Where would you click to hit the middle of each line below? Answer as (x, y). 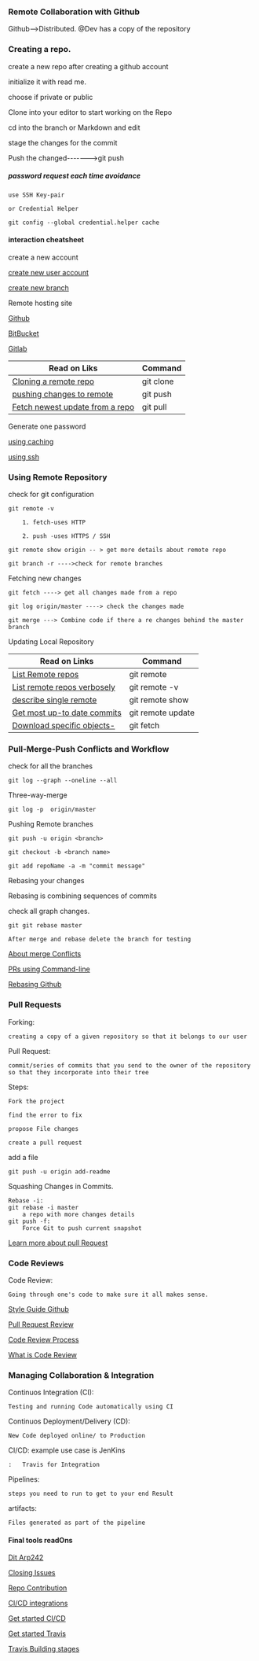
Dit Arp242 (26, 1558)
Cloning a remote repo (53, 381)
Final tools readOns (40, 1540)
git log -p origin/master (52, 810)
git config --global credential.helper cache (84, 223)
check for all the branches (50, 766)
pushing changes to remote (63, 394)
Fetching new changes (45, 578)
